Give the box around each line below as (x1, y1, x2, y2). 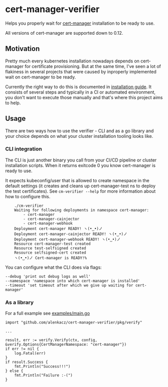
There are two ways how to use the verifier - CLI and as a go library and (5, 127, 154, 134)
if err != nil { (5, 346, 39, 352)
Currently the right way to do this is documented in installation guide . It (5, 84, 152, 90)
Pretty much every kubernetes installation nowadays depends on (5, 58, 139, 64)
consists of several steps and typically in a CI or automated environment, (5, 89, 156, 95)
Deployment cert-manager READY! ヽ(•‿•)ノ (14, 226, 103, 231)
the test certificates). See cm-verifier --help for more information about (5, 188, 156, 194)
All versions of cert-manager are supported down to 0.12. (5, 30, 123, 36)
